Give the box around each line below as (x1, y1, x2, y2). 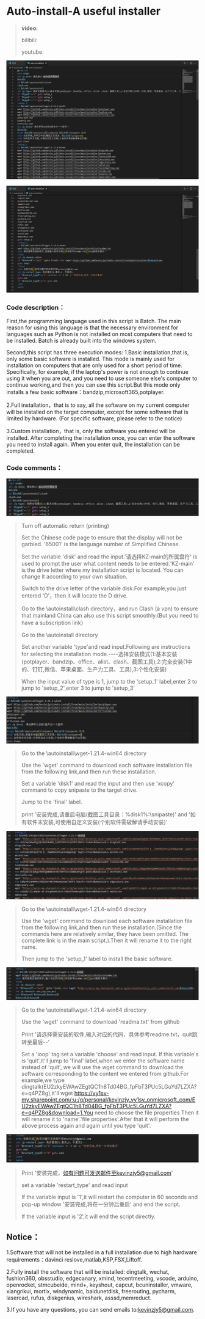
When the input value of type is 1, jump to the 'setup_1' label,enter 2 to (21, 678, 197, 685)
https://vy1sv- (74, 1089, 109, 1097)
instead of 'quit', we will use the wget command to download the (21, 1063, 184, 1070)
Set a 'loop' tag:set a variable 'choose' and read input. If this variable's (21, 1050, 199, 1058)
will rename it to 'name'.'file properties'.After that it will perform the (21, 1115, 189, 1122)
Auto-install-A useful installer (6, 4, 160, 18)
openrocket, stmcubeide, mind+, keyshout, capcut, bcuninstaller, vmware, (6, 1281, 193, 1288)
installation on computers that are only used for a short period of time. (6, 362, 183, 369)
